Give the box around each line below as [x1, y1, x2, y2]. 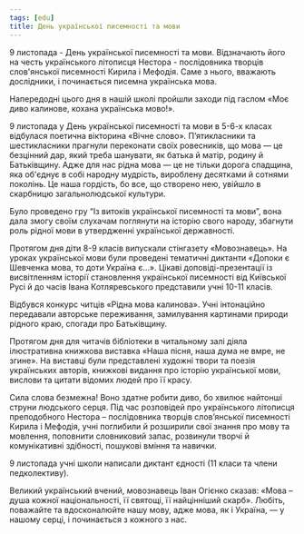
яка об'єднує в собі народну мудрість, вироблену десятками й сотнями [9, 169, 289, 180]
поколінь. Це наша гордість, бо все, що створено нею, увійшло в [9, 178, 261, 189]
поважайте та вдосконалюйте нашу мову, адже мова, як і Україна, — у [9, 504, 285, 515]
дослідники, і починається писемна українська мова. [9, 75, 218, 86]
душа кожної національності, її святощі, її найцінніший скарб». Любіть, [9, 494, 286, 505]
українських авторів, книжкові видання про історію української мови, [9, 364, 281, 375]
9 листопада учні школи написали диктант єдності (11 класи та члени [9, 458, 278, 469]
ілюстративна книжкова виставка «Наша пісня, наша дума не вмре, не [9, 345, 286, 356]
